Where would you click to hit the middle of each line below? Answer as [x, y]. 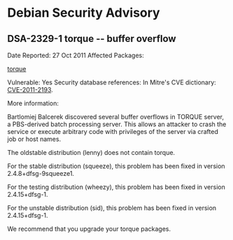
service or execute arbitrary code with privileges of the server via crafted [113, 132]
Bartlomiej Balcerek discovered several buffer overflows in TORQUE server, [115, 117]
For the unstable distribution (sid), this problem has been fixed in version [112, 208]
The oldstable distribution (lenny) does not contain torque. [91, 152]
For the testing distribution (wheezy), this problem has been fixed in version [116, 187]
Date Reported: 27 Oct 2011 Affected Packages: [76, 55]
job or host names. [34, 139]
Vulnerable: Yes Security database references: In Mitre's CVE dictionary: [112, 82]
